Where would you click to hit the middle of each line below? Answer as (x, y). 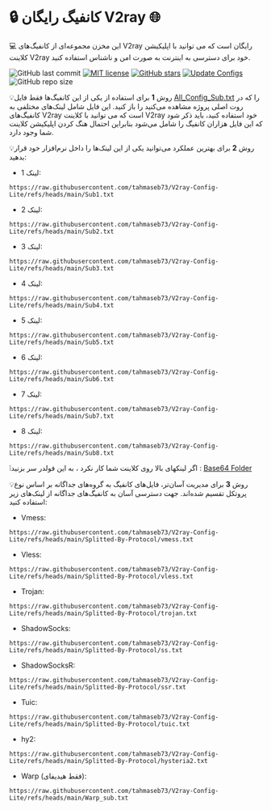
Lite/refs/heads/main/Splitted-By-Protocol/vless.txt (102, 576)
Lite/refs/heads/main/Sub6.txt (62, 379)
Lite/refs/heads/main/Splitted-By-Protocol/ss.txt (96, 650)
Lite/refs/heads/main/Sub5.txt (62, 342)
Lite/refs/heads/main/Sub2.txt (62, 231)
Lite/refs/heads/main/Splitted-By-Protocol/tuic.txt (100, 724)
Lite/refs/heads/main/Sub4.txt (62, 305)
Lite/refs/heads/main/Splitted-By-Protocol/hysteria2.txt (108, 761)
